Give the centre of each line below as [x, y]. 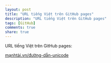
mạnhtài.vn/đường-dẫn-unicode [37, 55]
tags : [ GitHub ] [20, 23]
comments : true [20, 28]
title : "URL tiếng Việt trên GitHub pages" [49, 14]
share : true [17, 32]
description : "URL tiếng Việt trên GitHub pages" [56, 18]
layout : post [18, 9]
